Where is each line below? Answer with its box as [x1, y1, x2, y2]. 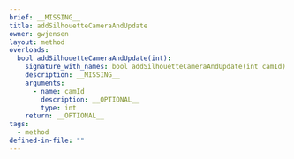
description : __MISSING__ [25, 71, 121, 79]
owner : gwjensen [9, 29, 69, 38]
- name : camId [32, 87, 86, 95]
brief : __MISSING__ [9, 12, 81, 22]
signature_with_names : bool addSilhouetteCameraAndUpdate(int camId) [25, 63, 287, 72]
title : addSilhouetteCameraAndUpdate [9, 21, 148, 30]
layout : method [9, 37, 65, 47]
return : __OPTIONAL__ [25, 111, 104, 120]
